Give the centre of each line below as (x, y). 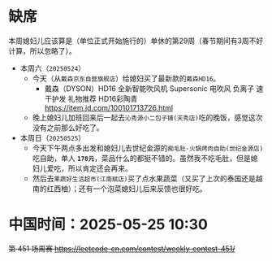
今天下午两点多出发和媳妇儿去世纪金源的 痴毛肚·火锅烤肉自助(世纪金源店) (148, 148)
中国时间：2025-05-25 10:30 (108, 225)
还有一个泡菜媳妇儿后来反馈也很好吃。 (142, 189)
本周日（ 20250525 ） (53, 137)
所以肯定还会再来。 (100, 168)
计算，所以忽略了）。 (42, 50)
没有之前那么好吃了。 (68, 128)
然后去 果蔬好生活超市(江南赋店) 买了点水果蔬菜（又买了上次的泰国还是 (144, 178)
